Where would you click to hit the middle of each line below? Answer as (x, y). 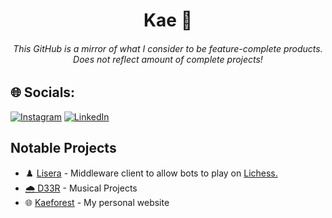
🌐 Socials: (43, 92)
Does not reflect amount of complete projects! (168, 59)
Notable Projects (63, 148)
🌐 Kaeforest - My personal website (97, 202)
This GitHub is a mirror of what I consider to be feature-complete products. (168, 48)
